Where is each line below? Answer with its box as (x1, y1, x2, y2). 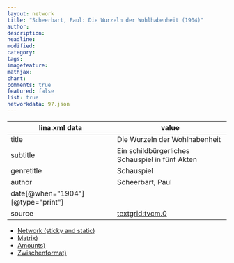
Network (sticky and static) (17, 226, 95, 234)
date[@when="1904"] (10, 189, 85, 198)
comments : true (7, 81, 52, 88)
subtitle (10, 150, 36, 160)
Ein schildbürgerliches (117, 145, 190, 155)
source (10, 208, 33, 218)
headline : (7, 36, 36, 43)
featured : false (7, 88, 54, 95)
